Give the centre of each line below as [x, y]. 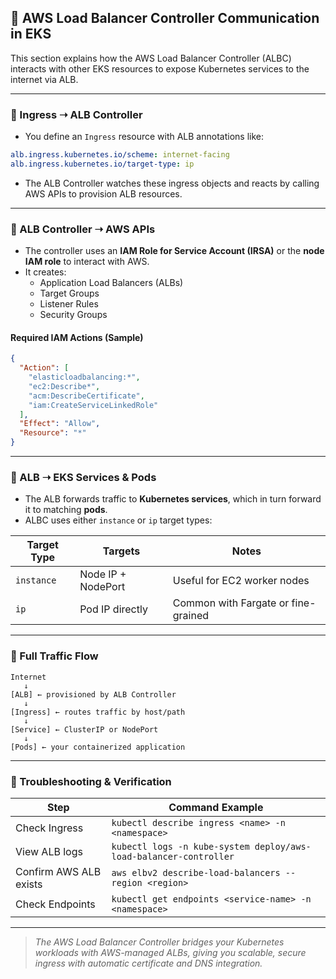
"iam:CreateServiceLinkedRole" [93, 405]
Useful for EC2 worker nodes [241, 581]
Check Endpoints [55, 904]
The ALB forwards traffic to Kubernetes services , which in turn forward [173, 499]
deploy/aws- [283, 846]
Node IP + [103, 574]
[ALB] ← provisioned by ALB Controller [93, 694]
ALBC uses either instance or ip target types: [118, 520]
